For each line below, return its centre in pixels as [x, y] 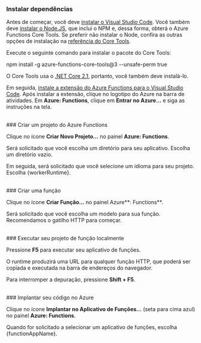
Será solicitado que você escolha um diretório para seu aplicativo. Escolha [98, 148]
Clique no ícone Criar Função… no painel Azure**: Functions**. [85, 202]
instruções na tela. [29, 107]
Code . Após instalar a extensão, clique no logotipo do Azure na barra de [95, 94]
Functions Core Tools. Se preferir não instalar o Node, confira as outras [94, 35]
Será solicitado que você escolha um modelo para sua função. [83, 214]
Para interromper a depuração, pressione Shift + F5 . [71, 280]
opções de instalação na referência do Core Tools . [68, 41]
